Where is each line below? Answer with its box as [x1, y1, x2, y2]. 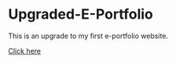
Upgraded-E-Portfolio [8, 5, 153, 23]
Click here [8, 46, 42, 55]
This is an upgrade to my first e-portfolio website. [8, 31, 169, 40]
